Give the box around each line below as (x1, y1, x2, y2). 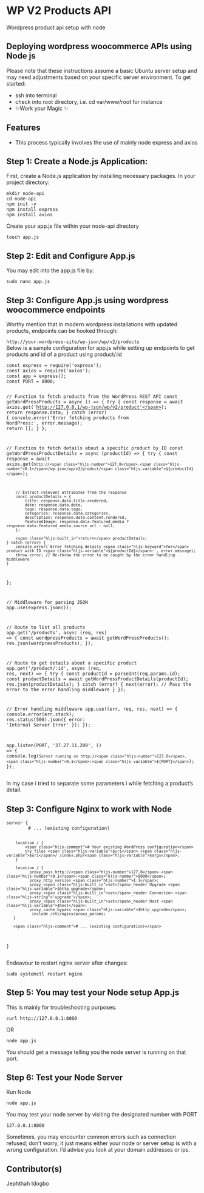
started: (6, 80, 26, 87)
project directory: (6, 179, 50, 186)
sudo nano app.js (6, 279, 50, 285)
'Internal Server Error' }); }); (6, 722, 91, 728)
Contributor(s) (6, 1164, 63, 1174)
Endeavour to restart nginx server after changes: (6, 959, 128, 966)
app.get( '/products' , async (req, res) (6, 629, 107, 635)
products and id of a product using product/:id (6, 350, 123, 358)
